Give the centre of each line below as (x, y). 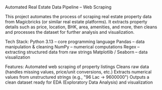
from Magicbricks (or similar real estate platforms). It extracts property (76, 22)
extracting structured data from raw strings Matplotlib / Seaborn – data (76, 52)
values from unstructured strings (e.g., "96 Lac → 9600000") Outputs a (77, 77)
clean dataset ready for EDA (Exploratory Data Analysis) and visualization (79, 82)
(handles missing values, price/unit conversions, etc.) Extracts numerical (78, 72)
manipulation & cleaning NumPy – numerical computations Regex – (72, 47)
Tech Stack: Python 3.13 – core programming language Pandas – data (75, 42)
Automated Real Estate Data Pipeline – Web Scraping (58, 7)
